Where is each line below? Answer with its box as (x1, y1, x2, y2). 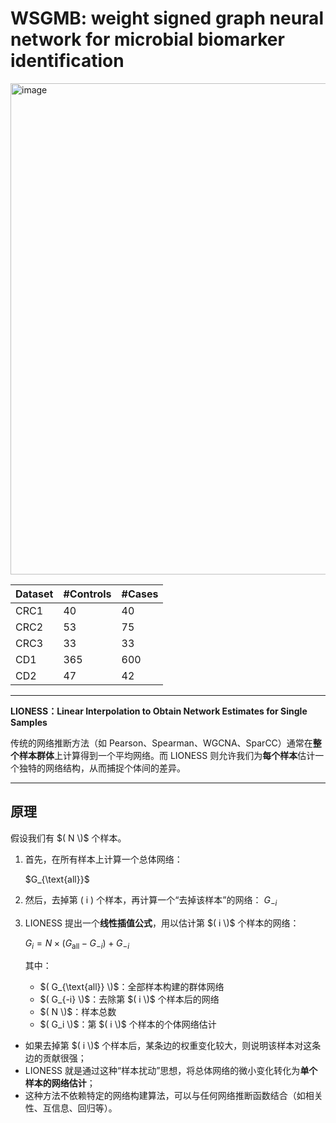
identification (10, 50, 125, 72)
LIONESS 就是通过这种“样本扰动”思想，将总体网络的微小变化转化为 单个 (24, 1065, 318, 1077)
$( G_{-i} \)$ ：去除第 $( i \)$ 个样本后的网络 (39, 993, 220, 1006)
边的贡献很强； (24, 1052, 87, 1064)
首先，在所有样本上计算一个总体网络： (24, 853, 183, 865)
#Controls (63, 587, 112, 601)
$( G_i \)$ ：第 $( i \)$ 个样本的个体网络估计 (39, 1018, 217, 1031)
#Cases (121, 587, 159, 601)
